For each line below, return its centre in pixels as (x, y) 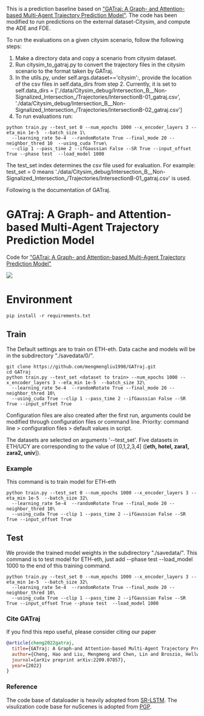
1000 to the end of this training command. (59, 565)
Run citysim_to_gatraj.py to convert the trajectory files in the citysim (100, 64)
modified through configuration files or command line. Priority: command (98, 421)
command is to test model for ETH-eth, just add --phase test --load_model (100, 559)
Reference (22, 687)
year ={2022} (27, 666)
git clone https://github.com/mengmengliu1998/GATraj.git (81, 367)
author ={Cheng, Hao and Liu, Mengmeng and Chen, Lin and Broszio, (97, 654)
